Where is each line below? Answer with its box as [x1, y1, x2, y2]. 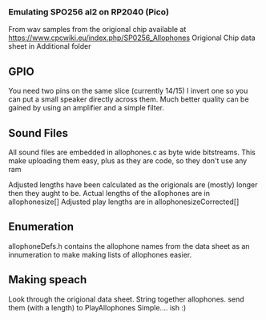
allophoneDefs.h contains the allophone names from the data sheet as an [8, 241, 250, 250]
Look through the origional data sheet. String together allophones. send [8, 294, 244, 304]
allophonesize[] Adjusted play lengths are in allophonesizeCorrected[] [8, 197, 240, 206]
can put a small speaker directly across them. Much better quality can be [8, 94, 250, 104]
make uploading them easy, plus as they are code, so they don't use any [8, 155, 248, 166]
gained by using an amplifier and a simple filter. [8, 103, 164, 113]
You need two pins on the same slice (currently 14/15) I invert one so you [8, 86, 248, 96]
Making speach [8, 273, 87, 286]
